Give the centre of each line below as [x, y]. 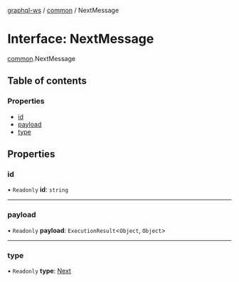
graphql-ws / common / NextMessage [63, 10]
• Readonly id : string [38, 190]
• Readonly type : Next [39, 271]
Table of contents [47, 81]
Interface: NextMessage [81, 39]
